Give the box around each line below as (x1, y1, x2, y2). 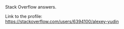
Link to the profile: (5, 14, 43, 19)
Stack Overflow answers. (5, 4, 57, 10)
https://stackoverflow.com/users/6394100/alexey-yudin (5, 19, 119, 24)
